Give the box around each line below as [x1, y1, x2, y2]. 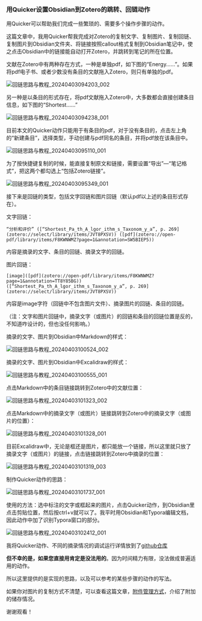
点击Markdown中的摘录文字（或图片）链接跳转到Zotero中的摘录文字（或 [6, 410, 186, 417]
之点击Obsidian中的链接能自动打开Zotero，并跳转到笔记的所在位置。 [6, 48, 176, 55]
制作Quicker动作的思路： [6, 476, 68, 483]
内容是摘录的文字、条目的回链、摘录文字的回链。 [6, 248, 127, 255]
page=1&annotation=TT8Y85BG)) [6, 278, 82, 284]
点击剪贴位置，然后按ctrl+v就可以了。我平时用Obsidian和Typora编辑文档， [6, 509, 192, 516]
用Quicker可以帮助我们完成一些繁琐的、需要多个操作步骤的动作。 [6, 20, 168, 28]
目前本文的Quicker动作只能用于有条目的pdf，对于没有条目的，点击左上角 [6, 127, 187, 134]
